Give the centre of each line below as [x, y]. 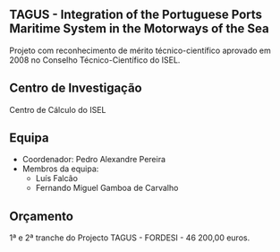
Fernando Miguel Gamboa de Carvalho [107, 188]
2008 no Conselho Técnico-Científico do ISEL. [95, 60]
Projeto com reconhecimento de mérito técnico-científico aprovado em [140, 50]
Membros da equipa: [60, 169]
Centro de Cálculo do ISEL [58, 109]
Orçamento [42, 216]
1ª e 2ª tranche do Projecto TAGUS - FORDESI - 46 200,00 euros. [130, 238]
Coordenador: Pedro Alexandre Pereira [94, 160]
